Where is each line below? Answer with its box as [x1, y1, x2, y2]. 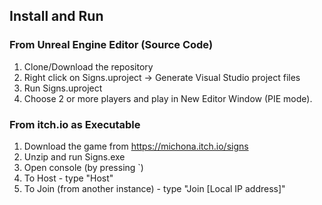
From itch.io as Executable [9, 117, 141, 131]
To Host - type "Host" [23, 172, 114, 184]
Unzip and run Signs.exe [23, 150, 126, 163]
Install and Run [9, 8, 104, 25]
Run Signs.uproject [23, 82, 103, 94]
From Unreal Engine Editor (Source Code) [9, 38, 214, 52]
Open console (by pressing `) [23, 161, 144, 173]
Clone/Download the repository [23, 60, 154, 73]
